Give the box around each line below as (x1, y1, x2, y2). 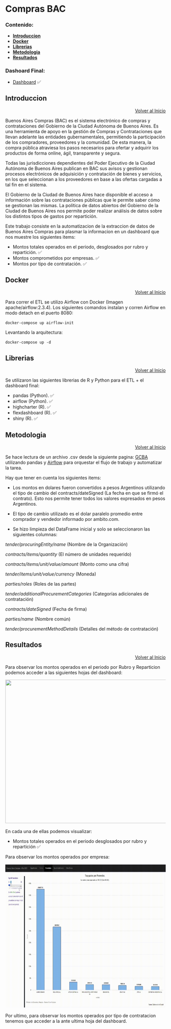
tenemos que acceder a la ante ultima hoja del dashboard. (5, 1018, 127, 1024)
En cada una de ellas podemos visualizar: (5, 828, 93, 834)
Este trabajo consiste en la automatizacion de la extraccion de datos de (5, 223, 155, 229)
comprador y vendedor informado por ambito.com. (12, 516, 120, 522)
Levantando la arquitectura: (5, 330, 63, 336)
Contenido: (5, 21, 34, 29)
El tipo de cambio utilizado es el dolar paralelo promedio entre (12, 511, 143, 517)
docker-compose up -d (5, 340, 51, 345)
